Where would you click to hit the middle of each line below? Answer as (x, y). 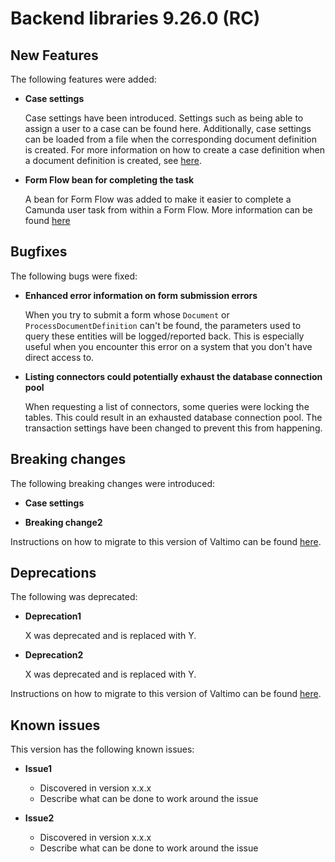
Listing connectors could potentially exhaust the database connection (173, 376)
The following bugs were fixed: (74, 276)
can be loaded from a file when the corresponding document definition (170, 139)
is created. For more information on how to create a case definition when (174, 150)
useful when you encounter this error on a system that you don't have (168, 346)
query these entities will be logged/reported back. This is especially (164, 336)
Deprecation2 (54, 655)
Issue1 (38, 769)
